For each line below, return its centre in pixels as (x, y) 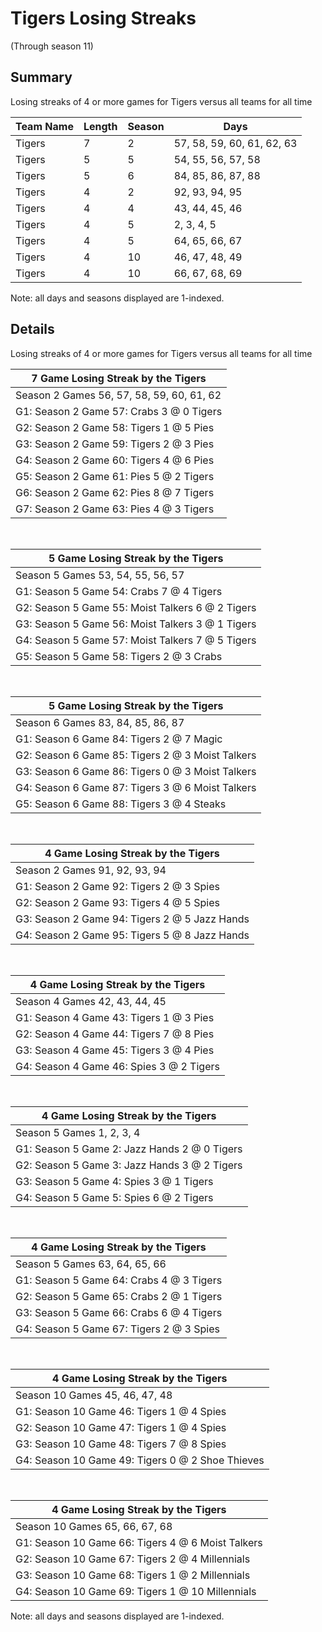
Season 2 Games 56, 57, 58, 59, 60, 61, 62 (118, 395)
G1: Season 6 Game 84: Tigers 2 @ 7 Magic (119, 739)
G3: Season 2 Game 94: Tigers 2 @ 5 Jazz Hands (132, 919)
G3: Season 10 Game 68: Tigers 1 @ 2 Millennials (133, 1575)
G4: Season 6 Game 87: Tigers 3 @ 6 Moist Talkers (136, 787)
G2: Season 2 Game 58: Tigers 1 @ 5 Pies (115, 427)
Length (100, 126)
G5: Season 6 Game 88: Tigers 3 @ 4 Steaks (121, 804)
